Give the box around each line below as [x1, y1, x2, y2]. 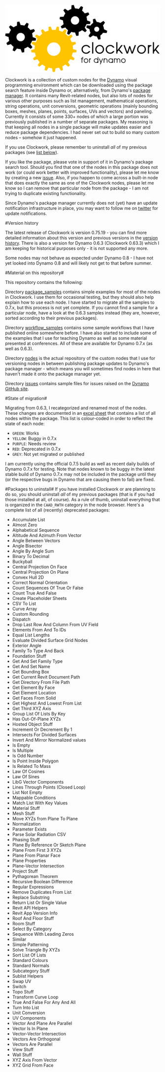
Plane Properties [12, 857, 46, 864]
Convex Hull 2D [12, 574, 44, 580]
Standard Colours [12, 957, 48, 963]
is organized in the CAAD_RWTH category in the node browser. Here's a [5, 502, 144, 508]
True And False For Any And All [12, 999, 76, 1005]
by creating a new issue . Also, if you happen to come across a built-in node [5, 174, 159, 180]
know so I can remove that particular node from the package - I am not [5, 185, 149, 191]
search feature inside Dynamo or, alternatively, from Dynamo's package [5, 87, 151, 93]
